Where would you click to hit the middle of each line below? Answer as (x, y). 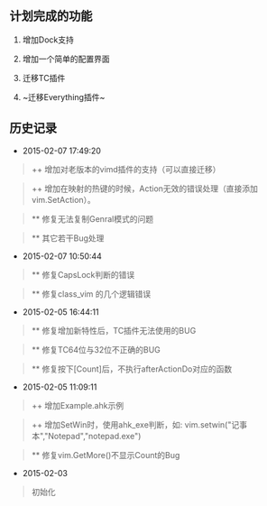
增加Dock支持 (48, 40)
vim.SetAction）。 (64, 199)
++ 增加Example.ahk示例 (78, 405)
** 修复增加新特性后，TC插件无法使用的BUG (114, 330)
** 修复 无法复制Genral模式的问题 (92, 218)
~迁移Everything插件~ (64, 97)
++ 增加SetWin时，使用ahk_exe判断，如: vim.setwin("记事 (139, 424)
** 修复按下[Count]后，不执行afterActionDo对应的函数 (132, 369)
